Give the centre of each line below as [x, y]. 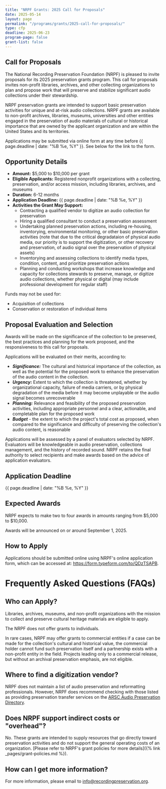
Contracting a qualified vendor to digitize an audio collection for [85, 211]
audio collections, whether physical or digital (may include [79, 279]
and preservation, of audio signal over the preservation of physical [88, 248]
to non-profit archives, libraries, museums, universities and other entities [79, 115]
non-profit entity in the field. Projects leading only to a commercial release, [82, 654]
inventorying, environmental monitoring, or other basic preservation [89, 232]
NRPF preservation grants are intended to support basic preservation [76, 105]
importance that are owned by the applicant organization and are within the [82, 126]
